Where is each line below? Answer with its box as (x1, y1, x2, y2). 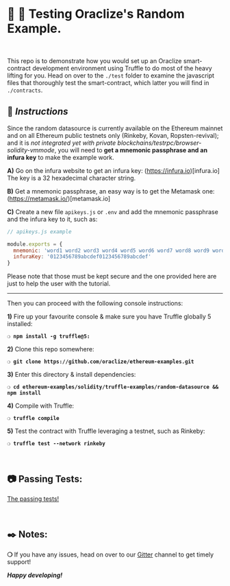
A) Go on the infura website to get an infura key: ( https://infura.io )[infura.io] (7, 166, 220, 174)
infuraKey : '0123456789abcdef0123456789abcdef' (13, 253, 152, 260)
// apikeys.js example (7, 228, 72, 235)
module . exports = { (7, 240, 63, 248)
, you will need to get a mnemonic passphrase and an (54, 145, 207, 154)
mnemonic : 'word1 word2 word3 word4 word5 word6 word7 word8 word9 (13, 247, 210, 254)
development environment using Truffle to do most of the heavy (31, 64, 212, 72)
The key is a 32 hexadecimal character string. (7, 174, 136, 182)
